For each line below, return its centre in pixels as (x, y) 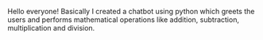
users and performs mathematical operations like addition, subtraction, (124, 20)
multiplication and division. (51, 28)
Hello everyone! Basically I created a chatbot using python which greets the (131, 11)
